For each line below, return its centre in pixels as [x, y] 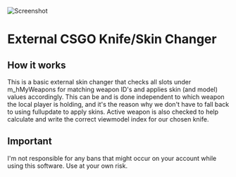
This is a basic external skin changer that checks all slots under [99, 82]
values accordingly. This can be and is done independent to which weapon [116, 97]
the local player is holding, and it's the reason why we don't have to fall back [118, 104]
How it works [37, 65]
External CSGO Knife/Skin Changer [112, 39]
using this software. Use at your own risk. [68, 166]
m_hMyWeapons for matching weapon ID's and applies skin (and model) [113, 89]
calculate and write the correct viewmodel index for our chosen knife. [108, 119]
